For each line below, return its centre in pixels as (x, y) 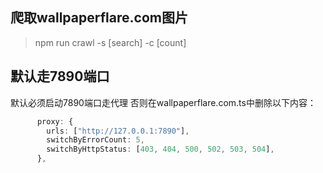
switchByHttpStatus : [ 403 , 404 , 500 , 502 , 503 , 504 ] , (160, 149)
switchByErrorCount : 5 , (95, 140)
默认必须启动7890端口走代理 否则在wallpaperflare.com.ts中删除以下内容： (163, 102)
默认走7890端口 (60, 76)
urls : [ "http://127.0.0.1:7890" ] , (118, 131)
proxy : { (55, 121)
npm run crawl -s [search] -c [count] (110, 42)
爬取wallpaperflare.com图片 (99, 18)
